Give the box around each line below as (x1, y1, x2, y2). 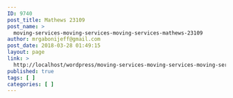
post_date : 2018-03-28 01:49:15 (7, 42, 101, 49)
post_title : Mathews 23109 (7, 17, 85, 23)
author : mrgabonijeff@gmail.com (7, 36, 101, 43)
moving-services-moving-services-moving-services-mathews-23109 (13, 29, 203, 37)
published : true (7, 68, 54, 75)
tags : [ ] (7, 74, 36, 81)
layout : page (7, 49, 45, 56)
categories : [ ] (7, 81, 54, 88)
